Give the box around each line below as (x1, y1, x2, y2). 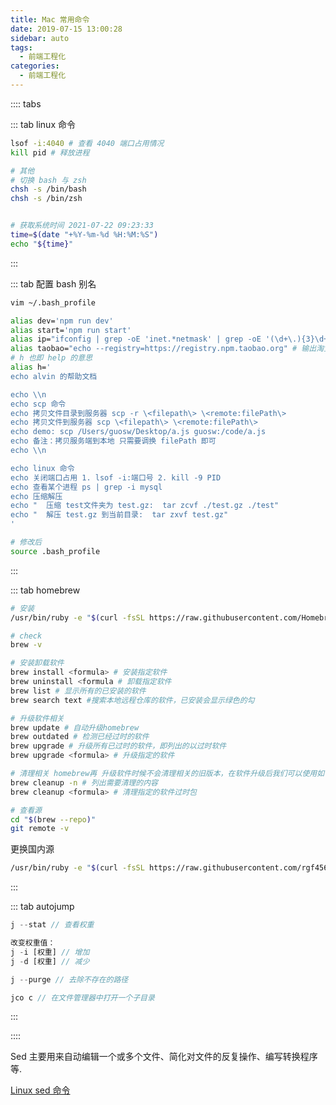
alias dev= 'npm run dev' (10, 316, 114, 326)
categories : (10, 61, 60, 71)
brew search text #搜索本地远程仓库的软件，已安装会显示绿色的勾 (10, 695, 255, 705)
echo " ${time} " (10, 239, 74, 249)
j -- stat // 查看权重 (10, 920, 95, 930)
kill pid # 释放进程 (10, 147, 90, 158)
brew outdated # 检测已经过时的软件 (10, 732, 150, 742)
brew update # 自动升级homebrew (10, 722, 140, 733)
